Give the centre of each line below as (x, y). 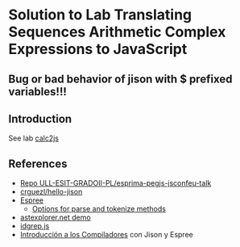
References (38, 163)
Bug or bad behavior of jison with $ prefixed (120, 79)
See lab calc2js (33, 138)
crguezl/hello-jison (51, 192)
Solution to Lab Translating (100, 15)
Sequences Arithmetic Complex (117, 32)
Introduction (40, 119)
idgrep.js (35, 226)
